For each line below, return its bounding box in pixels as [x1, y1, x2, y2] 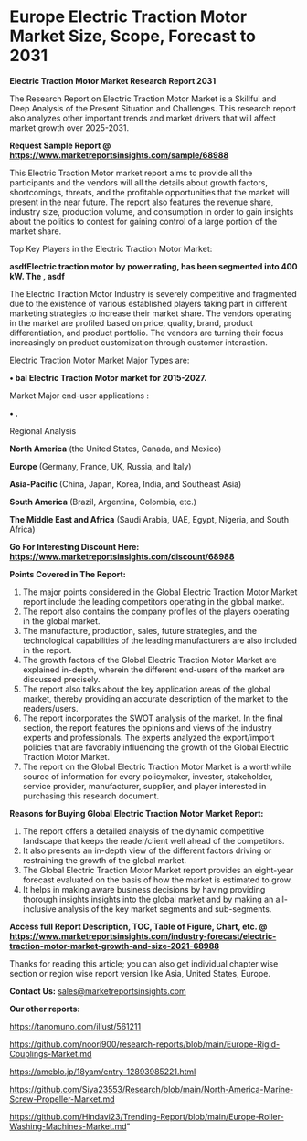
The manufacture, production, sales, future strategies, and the [22, 625, 258, 636]
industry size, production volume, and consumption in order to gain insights [9, 206, 294, 217]
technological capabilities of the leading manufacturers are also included [22, 635, 297, 646]
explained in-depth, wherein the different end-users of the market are [22, 664, 285, 675]
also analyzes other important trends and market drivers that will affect [9, 112, 277, 123]
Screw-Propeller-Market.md [9, 1093, 116, 1104]
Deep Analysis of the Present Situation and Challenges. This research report [9, 102, 297, 113]
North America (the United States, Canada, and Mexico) [9, 443, 222, 454]
